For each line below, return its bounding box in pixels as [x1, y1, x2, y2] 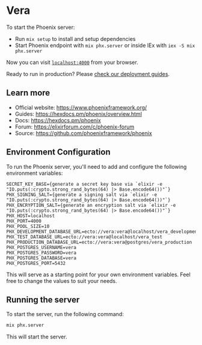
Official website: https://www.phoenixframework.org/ [14, 104, 147, 111]
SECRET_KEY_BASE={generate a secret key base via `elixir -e [6, 181, 163, 187]
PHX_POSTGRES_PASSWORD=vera [6, 250, 77, 256]
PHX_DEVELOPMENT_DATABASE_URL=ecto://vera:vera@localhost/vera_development [6, 229, 200, 235]
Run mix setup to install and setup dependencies [14, 35, 136, 42]
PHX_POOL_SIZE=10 [6, 223, 50, 229]
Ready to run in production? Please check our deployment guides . [6, 70, 170, 77]
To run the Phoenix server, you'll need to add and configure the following [6, 163, 187, 170]
